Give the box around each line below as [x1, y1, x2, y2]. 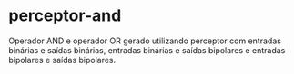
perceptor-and [8, 5, 122, 26]
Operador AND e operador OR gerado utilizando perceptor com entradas [8, 35, 281, 46]
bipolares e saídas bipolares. [8, 54, 117, 65]
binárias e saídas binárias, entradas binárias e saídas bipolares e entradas [8, 44, 286, 55]
